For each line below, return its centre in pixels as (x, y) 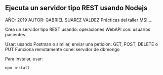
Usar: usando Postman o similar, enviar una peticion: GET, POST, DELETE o (81, 44)
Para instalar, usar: (24, 59)
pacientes (15, 34)
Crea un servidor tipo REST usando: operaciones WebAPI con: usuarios (78, 29)
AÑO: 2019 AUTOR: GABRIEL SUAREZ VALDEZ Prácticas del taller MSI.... (79, 20)
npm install (17, 68)
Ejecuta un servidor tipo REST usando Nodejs (76, 8)
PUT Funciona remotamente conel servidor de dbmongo (62, 49)
